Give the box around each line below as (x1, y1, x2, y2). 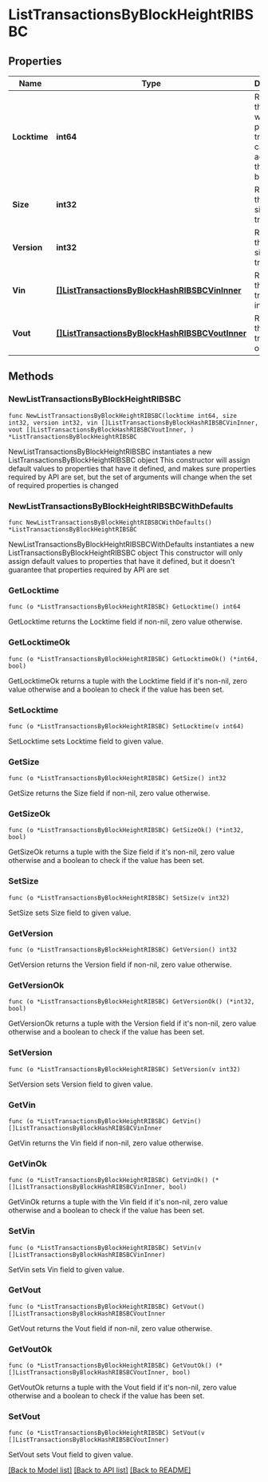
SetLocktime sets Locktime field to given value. (8, 736, 164, 746)
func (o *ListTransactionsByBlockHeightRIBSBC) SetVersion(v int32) (8, 1065, 241, 1074)
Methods (8, 369, 54, 384)
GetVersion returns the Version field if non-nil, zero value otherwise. (8, 960, 232, 970)
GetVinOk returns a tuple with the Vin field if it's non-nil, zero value (8, 1197, 229, 1207)
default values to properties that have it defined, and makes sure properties (8, 463, 257, 473)
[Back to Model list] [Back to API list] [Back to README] (8, 1465, 191, 1475)
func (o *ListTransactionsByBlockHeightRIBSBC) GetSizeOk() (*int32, (8, 826, 245, 834)
